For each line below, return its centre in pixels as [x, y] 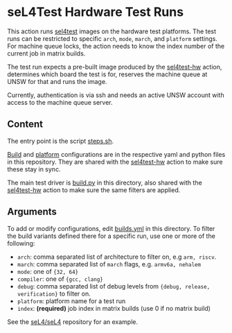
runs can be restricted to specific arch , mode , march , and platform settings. [113, 38]
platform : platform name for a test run [71, 301]
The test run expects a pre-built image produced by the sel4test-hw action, [115, 67]
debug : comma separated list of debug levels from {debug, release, [114, 286]
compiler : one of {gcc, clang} [60, 279]
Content [25, 125]
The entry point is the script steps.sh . [61, 141]
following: [21, 243]
